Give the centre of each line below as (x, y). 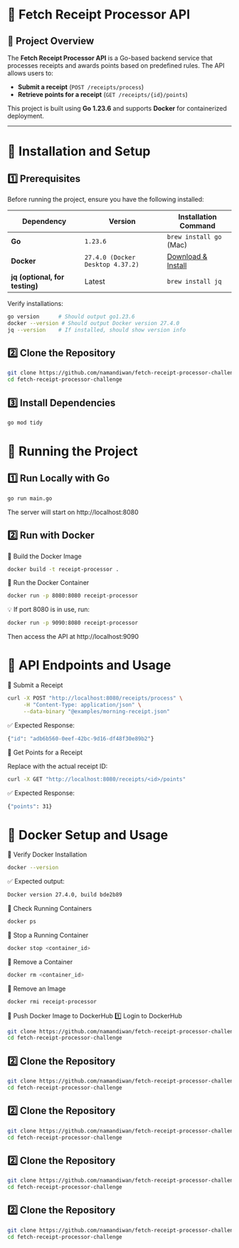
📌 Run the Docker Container (48, 583)
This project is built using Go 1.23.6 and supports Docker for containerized (117, 108)
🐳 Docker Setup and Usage (88, 835)
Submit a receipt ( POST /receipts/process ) (81, 87)
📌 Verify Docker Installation (47, 854)
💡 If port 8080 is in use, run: (49, 610)
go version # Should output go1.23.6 (71, 317)
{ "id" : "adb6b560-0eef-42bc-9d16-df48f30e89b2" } (81, 738)
